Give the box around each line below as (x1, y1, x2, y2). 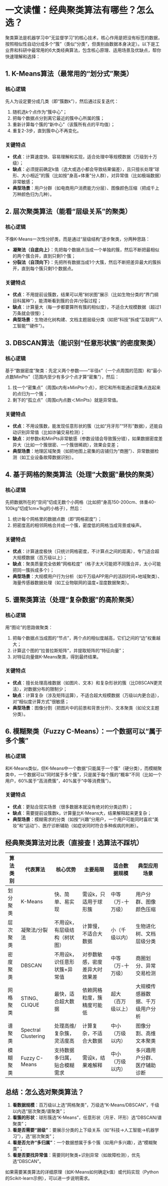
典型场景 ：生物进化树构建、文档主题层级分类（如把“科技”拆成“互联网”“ (12, 316, 158, 322)
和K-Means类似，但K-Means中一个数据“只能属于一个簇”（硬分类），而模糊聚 (5, 765, 162, 771)
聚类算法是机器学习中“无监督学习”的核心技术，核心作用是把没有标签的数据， (5, 35, 162, 41)
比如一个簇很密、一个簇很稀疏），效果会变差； (25, 441, 120, 447)
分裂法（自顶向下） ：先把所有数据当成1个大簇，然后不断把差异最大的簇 (12, 259, 157, 265)
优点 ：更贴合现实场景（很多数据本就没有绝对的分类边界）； (12, 804, 133, 810)
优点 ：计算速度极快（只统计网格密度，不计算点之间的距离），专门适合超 (12, 548, 159, 554)
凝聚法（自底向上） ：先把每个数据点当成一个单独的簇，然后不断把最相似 (12, 247, 159, 253)
